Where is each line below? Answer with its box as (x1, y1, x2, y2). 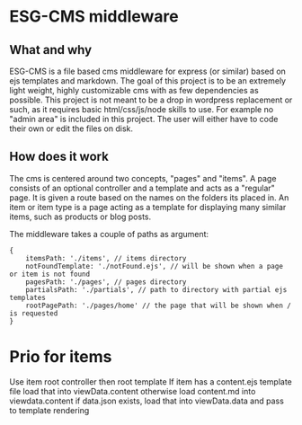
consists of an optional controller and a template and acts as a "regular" (9, 182, 276, 193)
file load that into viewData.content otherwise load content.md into (9, 385, 256, 396)
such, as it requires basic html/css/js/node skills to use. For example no (9, 104, 274, 114)
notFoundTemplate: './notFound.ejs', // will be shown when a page (25, 261, 283, 270)
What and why (9, 42, 93, 58)
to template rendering (9, 404, 90, 415)
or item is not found (9, 270, 91, 279)
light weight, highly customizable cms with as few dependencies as (9, 85, 259, 95)
